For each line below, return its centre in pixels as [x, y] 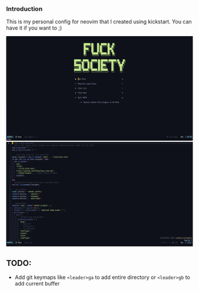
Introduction [24, 9]
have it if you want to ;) [34, 28]
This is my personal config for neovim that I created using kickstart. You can [99, 22]
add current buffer [37, 284]
